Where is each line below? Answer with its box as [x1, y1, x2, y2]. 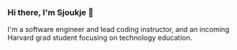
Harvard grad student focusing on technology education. [7, 33, 193, 42]
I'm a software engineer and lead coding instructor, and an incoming [7, 25, 230, 34]
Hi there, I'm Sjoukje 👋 [7, 7, 94, 18]
